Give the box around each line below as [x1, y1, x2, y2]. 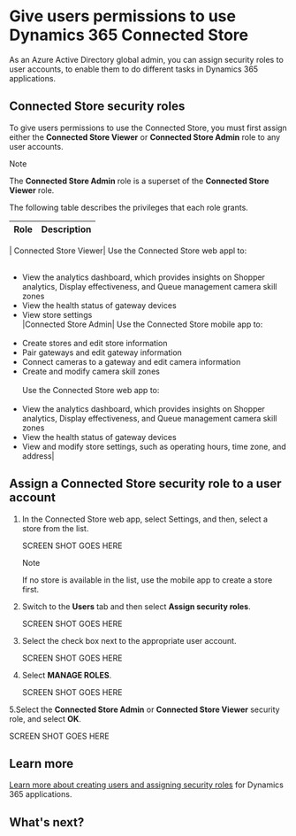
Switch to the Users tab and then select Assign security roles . [21, 600, 251, 612]
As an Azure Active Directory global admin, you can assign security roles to [9, 54, 285, 65]
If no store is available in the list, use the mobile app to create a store [21, 574, 273, 585]
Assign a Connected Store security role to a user [9, 476, 282, 492]
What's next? [9, 815, 85, 830]
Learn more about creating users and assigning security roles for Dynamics [9, 779, 285, 790]
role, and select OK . [9, 713, 82, 724]
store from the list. [21, 522, 89, 533]
